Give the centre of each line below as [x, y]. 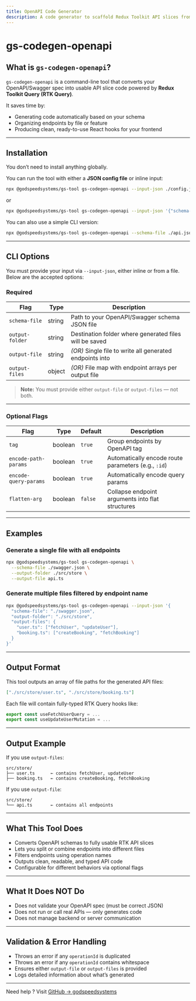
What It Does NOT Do [45, 891]
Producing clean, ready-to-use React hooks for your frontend [88, 129]
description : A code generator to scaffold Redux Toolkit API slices [92, 17]
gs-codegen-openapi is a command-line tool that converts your [80, 81]
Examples [24, 533]
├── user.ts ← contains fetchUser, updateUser [70, 773]
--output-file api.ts [38, 578]
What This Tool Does [45, 829]
